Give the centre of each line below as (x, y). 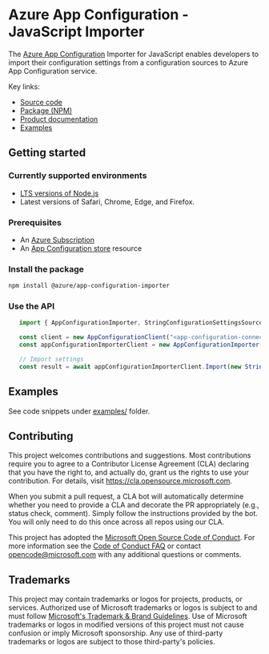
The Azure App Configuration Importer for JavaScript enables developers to (133, 54)
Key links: (24, 87)
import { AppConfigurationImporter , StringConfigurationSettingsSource (141, 323)
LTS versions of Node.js (59, 193)
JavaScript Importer (76, 32)
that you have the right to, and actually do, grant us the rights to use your (129, 472)
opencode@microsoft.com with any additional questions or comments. (125, 555)
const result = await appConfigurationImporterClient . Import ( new (130, 366)
